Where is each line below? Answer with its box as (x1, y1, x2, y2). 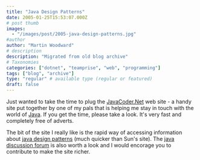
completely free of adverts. (6, 117, 74, 124)
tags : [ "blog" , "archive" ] (6, 70, 74, 76)
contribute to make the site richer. (6, 148, 91, 155)
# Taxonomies (6, 59, 39, 65)
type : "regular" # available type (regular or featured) (6, 76, 153, 82)
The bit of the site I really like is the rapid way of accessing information (6, 129, 182, 136)
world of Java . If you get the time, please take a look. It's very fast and (6, 111, 182, 118)
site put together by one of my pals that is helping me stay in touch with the (6, 105, 195, 111)
